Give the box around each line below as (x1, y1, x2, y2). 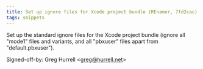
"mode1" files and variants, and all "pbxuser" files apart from (6, 38, 158, 45)
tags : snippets (6, 15, 45, 21)
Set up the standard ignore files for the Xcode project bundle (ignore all (6, 31, 186, 38)
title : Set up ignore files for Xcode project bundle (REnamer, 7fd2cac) (6, 8, 198, 15)
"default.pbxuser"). (6, 44, 55, 51)
